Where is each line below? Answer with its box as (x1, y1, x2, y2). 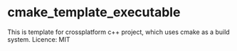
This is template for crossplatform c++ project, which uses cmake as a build (7, 28, 230, 36)
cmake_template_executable (7, 4, 181, 21)
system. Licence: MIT (7, 35, 70, 43)
